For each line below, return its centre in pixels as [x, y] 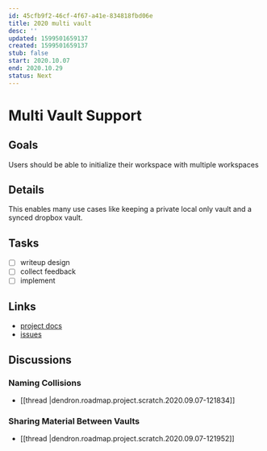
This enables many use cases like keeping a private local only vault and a [130, 209]
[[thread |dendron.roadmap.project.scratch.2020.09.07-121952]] [127, 439]
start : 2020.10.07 [39, 61]
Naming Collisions [45, 383]
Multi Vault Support [75, 116]
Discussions [40, 360]
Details [26, 190]
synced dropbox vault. [46, 217]
